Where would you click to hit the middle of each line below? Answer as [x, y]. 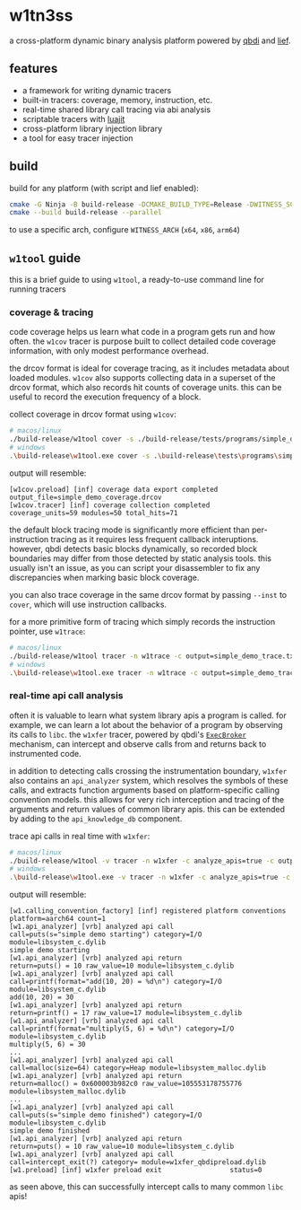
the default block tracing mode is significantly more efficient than [130, 530]
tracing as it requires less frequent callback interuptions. [155, 539]
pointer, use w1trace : [47, 631]
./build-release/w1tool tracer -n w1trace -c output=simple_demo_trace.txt [154, 656]
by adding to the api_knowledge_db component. [96, 819]
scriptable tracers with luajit [73, 118]
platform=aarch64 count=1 [57, 919]
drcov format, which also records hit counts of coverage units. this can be [146, 388]
